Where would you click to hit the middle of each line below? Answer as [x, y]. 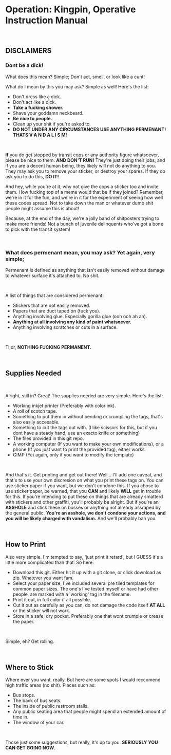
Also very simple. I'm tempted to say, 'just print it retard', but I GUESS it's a [84, 557]
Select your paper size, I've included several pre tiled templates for [83, 583]
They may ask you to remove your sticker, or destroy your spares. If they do [85, 171]
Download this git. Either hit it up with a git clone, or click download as [87, 572]
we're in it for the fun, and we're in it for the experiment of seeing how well [84, 197]
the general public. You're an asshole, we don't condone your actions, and [85, 513]
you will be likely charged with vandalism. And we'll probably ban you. [81, 518]
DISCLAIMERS [28, 51]
